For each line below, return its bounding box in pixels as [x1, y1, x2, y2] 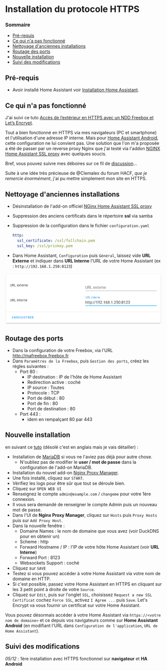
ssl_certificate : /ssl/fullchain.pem [17, 238, 95, 243]
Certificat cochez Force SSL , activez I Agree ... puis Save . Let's [12, 597, 148, 603]
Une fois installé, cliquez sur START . [12, 475, 84, 481]
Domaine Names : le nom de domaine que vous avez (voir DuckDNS [19, 528, 159, 534]
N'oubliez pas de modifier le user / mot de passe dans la [19, 459, 137, 465]
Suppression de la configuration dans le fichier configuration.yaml [12, 222, 150, 228]
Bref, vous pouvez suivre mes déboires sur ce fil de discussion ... [5, 161, 138, 167]
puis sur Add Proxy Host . [12, 517, 63, 523]
